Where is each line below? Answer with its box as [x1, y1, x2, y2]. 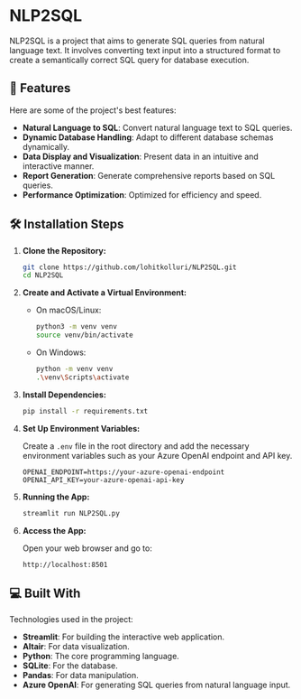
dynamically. [22, 141, 70, 152]
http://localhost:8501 [22, 560, 108, 569]
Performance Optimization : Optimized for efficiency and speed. [22, 189, 262, 200]
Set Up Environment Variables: [22, 423, 141, 433]
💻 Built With [9, 585, 81, 601]
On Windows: [35, 347, 87, 358]
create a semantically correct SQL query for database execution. [9, 54, 250, 65]
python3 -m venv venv [35, 322, 117, 331]
